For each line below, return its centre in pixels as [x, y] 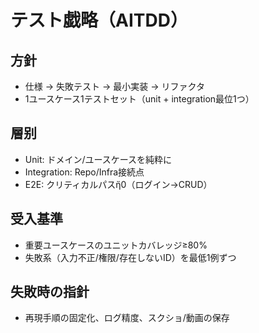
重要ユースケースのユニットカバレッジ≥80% [116, 245]
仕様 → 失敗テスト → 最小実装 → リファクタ [114, 86]
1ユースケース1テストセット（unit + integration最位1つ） [139, 99]
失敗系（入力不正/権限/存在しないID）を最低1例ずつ [130, 257]
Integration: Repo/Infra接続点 [84, 172]
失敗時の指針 [50, 292]
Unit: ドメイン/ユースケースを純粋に [98, 159]
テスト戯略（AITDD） [99, 20]
